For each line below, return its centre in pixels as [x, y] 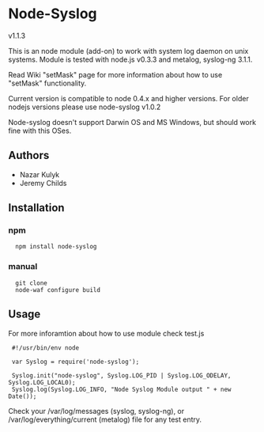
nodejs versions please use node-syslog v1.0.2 [85, 107]
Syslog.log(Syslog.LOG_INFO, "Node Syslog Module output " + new [121, 389]
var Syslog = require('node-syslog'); [75, 362]
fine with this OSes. [40, 131]
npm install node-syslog [56, 247]
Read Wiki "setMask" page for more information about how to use [115, 74]
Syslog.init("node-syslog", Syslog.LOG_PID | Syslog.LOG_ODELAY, [121, 375]
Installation [36, 208]
